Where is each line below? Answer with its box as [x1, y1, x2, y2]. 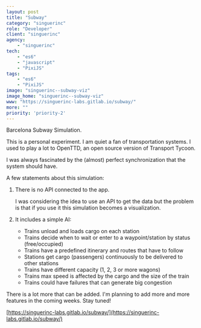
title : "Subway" [6, 14, 47, 21]
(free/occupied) [24, 240, 63, 248]
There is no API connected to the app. [14, 186, 110, 193]
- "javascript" [17, 59, 56, 65]
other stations [24, 260, 59, 267]
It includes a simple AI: [14, 216, 72, 223]
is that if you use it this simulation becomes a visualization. [14, 204, 161, 211]
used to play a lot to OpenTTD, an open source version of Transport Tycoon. [6, 144, 196, 152]
